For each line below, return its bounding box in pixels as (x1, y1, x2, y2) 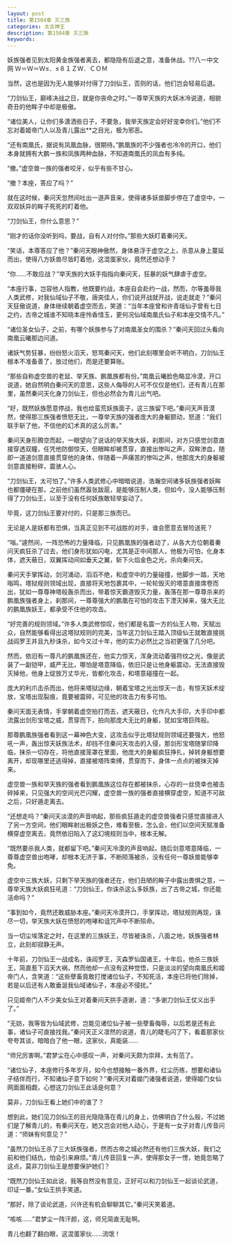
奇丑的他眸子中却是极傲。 (7, 103, 80, 111)
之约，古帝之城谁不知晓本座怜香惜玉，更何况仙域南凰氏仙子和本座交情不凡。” (7, 310, 225, 319)
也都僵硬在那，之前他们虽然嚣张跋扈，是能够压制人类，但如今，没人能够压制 (7, 486, 225, 494)
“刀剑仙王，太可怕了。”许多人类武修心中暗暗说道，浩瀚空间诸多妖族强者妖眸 (7, 477, 222, 485)
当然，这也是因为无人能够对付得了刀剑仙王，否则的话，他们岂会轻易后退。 (7, 79, 219, 87)
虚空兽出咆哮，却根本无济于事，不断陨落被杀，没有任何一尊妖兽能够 (19, 853, 213, 861)
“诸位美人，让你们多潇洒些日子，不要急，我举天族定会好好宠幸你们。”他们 (7, 117, 215, 125)
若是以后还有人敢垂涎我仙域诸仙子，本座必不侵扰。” (7, 981, 153, 990)
